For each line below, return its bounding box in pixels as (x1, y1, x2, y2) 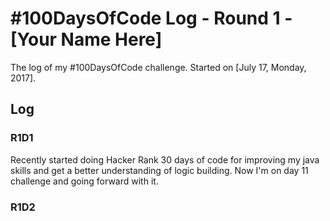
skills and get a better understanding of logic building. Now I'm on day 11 (10, 164, 309, 176)
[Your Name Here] (10, 28, 163, 51)
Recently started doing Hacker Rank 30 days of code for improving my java (10, 153, 320, 166)
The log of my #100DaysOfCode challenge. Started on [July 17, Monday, (10, 61, 307, 73)
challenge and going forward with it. (10, 175, 159, 187)
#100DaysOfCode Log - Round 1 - (10, 7, 293, 30)
